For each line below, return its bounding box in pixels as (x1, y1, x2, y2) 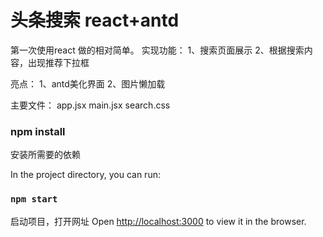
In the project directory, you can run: (10, 169, 161, 181)
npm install (10, 124, 66, 138)
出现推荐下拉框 (27, 56, 90, 68)
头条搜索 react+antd (10, 9, 180, 32)
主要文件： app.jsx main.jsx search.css (10, 99, 171, 111)
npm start (10, 194, 58, 205)
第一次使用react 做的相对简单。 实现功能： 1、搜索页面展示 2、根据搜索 (10, 44, 305, 56)
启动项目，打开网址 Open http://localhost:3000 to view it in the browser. (10, 215, 307, 227)
